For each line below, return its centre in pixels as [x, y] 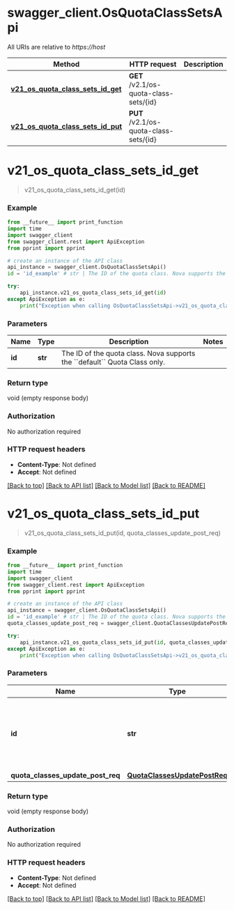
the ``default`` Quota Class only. [114, 362]
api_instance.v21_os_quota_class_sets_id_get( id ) [93, 293]
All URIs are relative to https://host [56, 47]
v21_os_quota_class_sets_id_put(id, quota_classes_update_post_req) [123, 533]
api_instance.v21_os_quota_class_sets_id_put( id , [93, 642]
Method [67, 64]
